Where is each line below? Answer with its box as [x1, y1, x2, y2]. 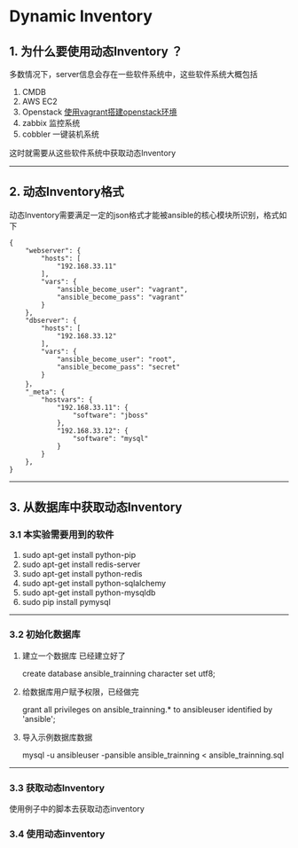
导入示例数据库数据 [21, 732, 93, 742]
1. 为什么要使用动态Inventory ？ [9, 43, 184, 59]
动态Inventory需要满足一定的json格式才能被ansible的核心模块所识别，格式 [9, 209, 279, 220]
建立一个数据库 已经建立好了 [21, 650, 126, 661]
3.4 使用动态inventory [9, 828, 106, 840]
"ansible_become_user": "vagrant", [56, 285, 189, 294]
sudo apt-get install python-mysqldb [21, 587, 156, 598]
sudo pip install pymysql [21, 596, 111, 607]
